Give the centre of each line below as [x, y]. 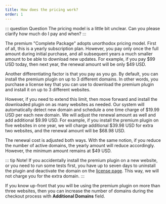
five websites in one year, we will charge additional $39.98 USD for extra [79, 125]
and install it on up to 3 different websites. [48, 89]
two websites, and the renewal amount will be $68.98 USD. [65, 130]
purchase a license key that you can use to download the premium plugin [80, 84]
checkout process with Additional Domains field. [55, 196]
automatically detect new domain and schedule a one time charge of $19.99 [82, 110]
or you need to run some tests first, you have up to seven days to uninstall [80, 165]
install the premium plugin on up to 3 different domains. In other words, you [82, 79]
